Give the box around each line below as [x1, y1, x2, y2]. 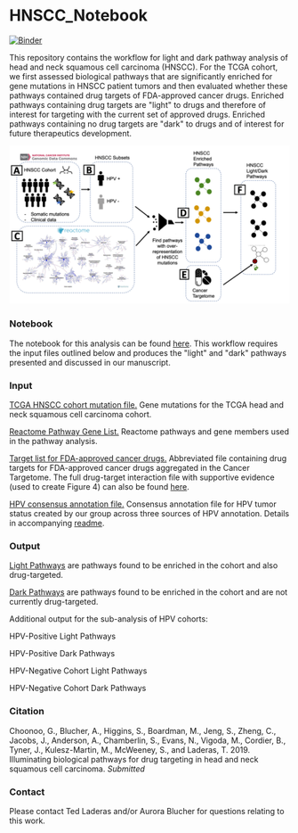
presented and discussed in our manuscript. [9, 357, 171, 367]
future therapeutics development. [9, 128, 132, 138]
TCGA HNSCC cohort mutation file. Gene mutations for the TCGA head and [9, 400, 285, 410]
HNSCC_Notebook [9, 5, 149, 26]
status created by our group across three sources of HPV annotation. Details [9, 508, 290, 519]
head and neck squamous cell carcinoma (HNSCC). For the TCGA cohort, [9, 62, 278, 72]
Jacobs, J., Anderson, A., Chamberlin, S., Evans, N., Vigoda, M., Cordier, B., [9, 735, 286, 746]
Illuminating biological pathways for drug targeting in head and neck [9, 754, 259, 764]
